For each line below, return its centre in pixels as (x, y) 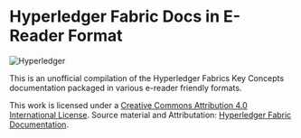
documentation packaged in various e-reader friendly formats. (126, 87)
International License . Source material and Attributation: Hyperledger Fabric (150, 115)
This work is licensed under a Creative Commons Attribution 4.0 (129, 105)
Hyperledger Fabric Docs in (114, 17)
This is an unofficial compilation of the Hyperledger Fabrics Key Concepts (147, 78)
